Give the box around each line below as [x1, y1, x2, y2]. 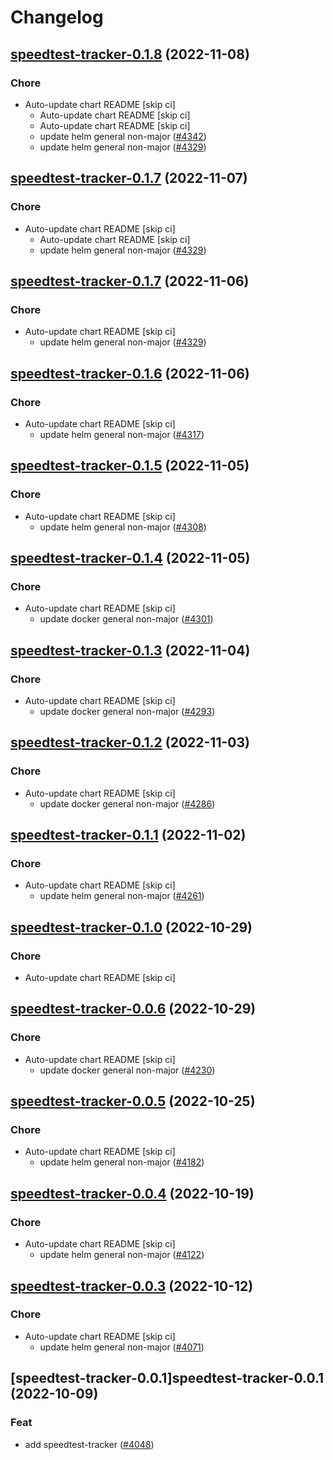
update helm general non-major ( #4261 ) [39, 890, 205, 902]
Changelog [10, 6, 104, 29]
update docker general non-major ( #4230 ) [39, 1064, 216, 1076]
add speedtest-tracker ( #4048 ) [24, 1438, 155, 1450]
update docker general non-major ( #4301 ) [39, 613, 214, 625]
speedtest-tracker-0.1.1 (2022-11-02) [10, 827, 247, 844]
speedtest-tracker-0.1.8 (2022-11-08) [10, 46, 250, 63]
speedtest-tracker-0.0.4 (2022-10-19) [10, 1185, 255, 1202]
